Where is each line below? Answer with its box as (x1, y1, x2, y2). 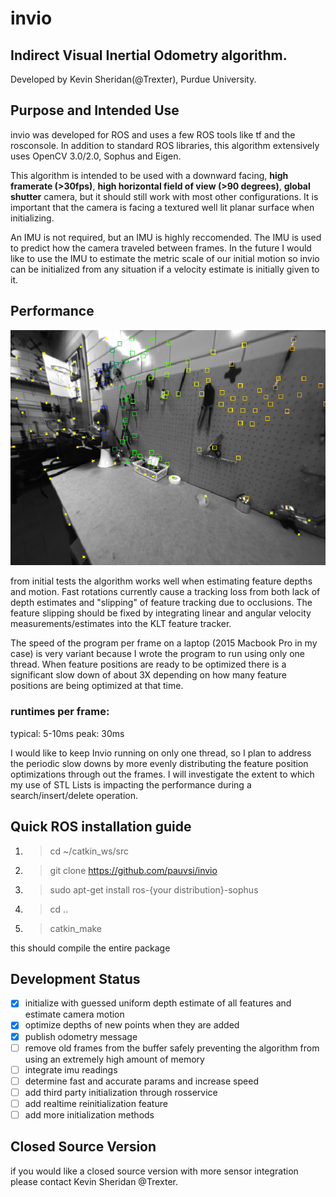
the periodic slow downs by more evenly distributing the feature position (10, 757, 309, 769)
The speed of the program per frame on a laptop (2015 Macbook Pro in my (10, 637, 318, 649)
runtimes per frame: (10, 705, 110, 719)
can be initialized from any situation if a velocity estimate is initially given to (10, 263, 320, 275)
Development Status (10, 970, 141, 987)
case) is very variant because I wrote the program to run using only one (10, 648, 305, 660)
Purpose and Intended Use (10, 102, 180, 119)
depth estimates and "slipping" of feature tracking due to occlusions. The (10, 597, 313, 609)
